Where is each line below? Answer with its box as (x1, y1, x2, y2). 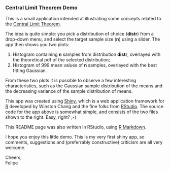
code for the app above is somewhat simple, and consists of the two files (5, 109, 158, 115)
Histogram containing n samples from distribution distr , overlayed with (12, 51, 161, 57)
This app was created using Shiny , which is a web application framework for (5, 98, 165, 104)
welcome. (5, 145, 26, 151)
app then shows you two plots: (5, 42, 70, 48)
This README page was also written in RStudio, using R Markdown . (5, 124, 147, 130)
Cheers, (5, 154, 22, 161)
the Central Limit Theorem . (5, 21, 61, 27)
